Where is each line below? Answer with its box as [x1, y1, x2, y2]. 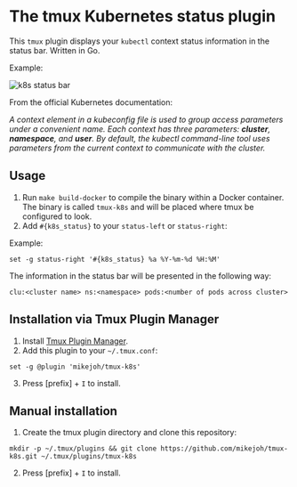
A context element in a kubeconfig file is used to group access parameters [9, 114, 284, 125]
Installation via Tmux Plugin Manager [9, 312, 220, 327]
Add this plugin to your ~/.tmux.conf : [21, 345, 158, 355]
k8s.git [9, 452, 38, 461]
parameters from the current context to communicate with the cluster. [9, 142, 266, 153]
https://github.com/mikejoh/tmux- [160, 444, 289, 453]
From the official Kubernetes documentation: [9, 96, 173, 108]
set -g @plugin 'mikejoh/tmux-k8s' [9, 362, 141, 371]
